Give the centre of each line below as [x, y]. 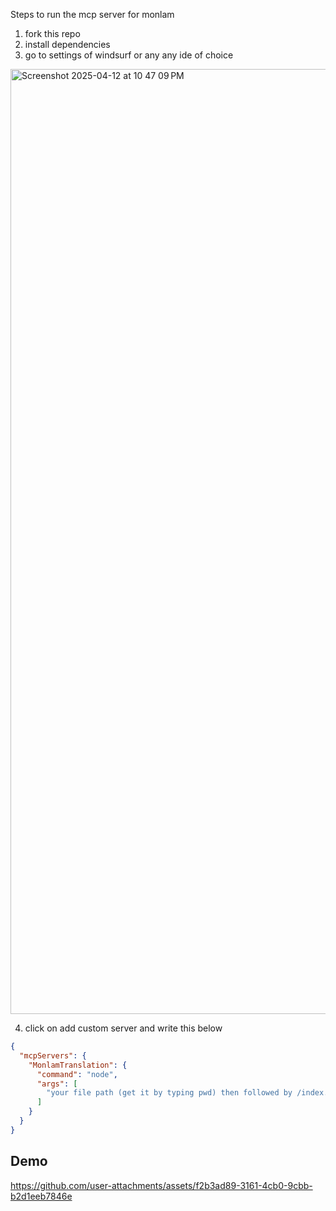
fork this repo [52, 33]
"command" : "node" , [77, 1074]
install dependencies [67, 44]
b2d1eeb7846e [41, 1196]
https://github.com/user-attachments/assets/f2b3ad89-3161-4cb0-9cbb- [161, 1185]
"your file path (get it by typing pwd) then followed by [169, 1093]
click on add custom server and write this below [123, 1028]
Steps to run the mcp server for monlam [92, 14]
